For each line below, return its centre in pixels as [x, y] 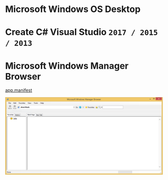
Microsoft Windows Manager [67, 66]
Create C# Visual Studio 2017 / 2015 [82, 32]
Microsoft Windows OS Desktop [73, 9]
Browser [23, 76]
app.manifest [19, 90]
